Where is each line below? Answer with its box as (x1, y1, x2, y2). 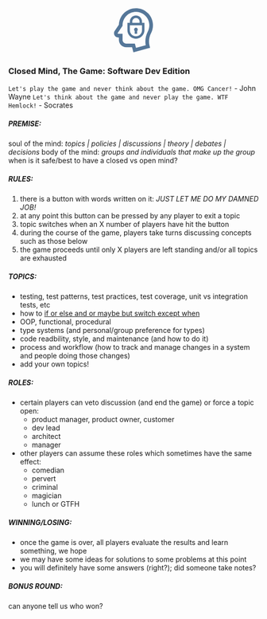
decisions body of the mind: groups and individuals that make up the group (8, 147, 256, 157)
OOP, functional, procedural (19, 317, 111, 327)
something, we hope (19, 547, 87, 556)
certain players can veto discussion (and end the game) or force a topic (19, 398, 254, 407)
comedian (31, 465, 65, 475)
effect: (19, 457, 42, 467)
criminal (31, 483, 58, 492)
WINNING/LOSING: (8, 517, 72, 527)
